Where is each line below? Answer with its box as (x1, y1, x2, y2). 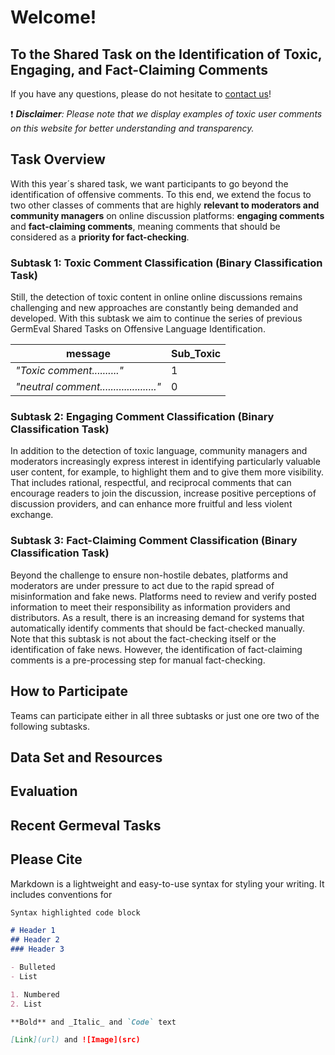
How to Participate (10, 683, 128, 700)
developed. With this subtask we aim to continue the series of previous (10, 312, 303, 325)
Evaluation (10, 783, 78, 800)
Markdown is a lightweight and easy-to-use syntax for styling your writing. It (10, 877, 325, 890)
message (66, 347, 111, 361)
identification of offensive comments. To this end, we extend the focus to (10, 188, 312, 200)
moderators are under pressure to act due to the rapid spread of (10, 579, 275, 591)
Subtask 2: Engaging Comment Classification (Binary (10, 410, 275, 424)
